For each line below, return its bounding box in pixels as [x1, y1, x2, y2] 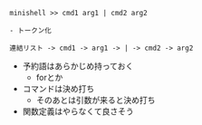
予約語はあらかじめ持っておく [22, 61, 134, 72]
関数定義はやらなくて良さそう [22, 106, 134, 117]
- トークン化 [9, 26, 52, 35]
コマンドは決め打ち [22, 83, 95, 94]
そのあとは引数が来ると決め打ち [35, 95, 156, 105]
